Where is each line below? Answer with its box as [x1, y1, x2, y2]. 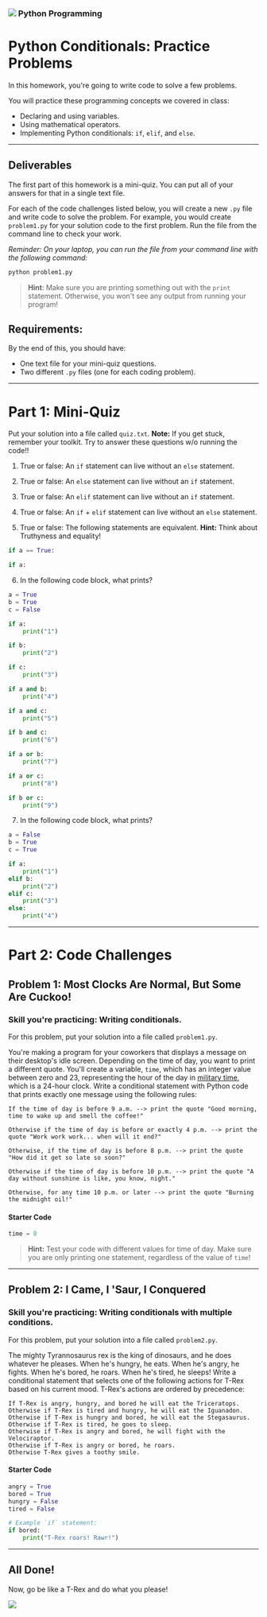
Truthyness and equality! [19, 531, 102, 541]
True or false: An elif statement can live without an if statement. [19, 492, 234, 502]
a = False [8, 831, 41, 839]
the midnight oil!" [8, 1195, 73, 1204]
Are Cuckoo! [8, 990, 72, 1003]
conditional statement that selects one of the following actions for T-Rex [8, 1375, 245, 1385]
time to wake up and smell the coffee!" [8, 1111, 145, 1120]
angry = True [8, 1483, 52, 1491]
